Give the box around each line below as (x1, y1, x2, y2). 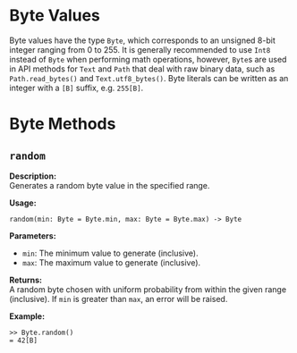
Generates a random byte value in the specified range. (9, 180, 210, 190)
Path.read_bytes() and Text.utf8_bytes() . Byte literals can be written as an (9, 72, 289, 83)
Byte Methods (9, 113, 116, 134)
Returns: (9, 274, 43, 285)
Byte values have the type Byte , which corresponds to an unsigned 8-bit (9, 35, 276, 46)
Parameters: (9, 230, 56, 241)
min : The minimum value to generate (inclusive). (21, 248, 199, 258)
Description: (9, 171, 56, 181)
